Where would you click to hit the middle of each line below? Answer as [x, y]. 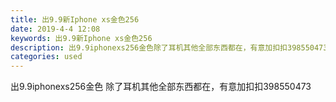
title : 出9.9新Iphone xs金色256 [75, 19]
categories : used [46, 57]
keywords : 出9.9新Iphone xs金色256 [81, 38]
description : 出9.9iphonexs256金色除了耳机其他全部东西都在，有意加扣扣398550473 [169, 47]
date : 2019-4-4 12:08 [55, 29]
